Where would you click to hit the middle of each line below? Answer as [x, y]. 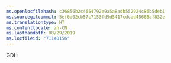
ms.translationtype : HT [36, 22]
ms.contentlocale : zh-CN [37, 28]
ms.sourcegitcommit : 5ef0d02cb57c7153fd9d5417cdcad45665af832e [86, 17]
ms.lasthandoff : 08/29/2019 [41, 33]
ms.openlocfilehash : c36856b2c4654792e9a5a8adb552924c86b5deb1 [86, 11]
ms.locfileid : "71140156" [38, 38]
